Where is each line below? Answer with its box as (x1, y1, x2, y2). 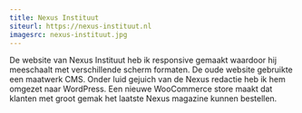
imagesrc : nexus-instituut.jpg (9, 30, 128, 39)
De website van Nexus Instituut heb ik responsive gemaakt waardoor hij (9, 55, 278, 66)
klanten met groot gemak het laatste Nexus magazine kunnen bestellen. (9, 93, 278, 104)
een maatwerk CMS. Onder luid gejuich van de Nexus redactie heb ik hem (9, 74, 286, 85)
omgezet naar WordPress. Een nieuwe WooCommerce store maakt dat (9, 83, 273, 95)
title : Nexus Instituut (9, 13, 100, 23)
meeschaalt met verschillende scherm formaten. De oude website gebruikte (9, 64, 293, 75)
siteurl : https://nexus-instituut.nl (9, 22, 152, 31)
